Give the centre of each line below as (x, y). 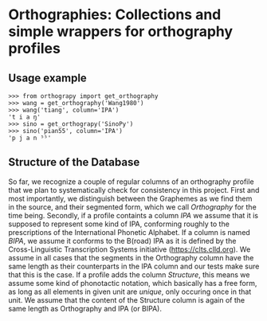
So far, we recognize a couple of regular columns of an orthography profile (131, 182)
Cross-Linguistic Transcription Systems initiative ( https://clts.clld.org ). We (130, 249)
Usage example (48, 78)
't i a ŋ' (25, 117)
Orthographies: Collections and (115, 15)
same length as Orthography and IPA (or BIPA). (85, 308)
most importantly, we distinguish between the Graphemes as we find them (130, 198)
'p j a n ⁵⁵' (30, 138)
